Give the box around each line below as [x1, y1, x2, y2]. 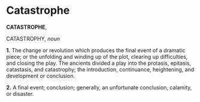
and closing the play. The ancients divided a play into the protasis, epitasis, [6, 59, 192, 67]
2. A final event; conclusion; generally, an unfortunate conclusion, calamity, [6, 83, 192, 91]
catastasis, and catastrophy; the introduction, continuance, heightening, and [6, 65, 195, 73]
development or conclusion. [6, 72, 75, 79]
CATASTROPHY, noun [6, 35, 60, 42]
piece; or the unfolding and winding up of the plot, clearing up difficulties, [6, 53, 188, 60]
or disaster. [6, 90, 34, 97]
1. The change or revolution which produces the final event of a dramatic [6, 46, 186, 54]
